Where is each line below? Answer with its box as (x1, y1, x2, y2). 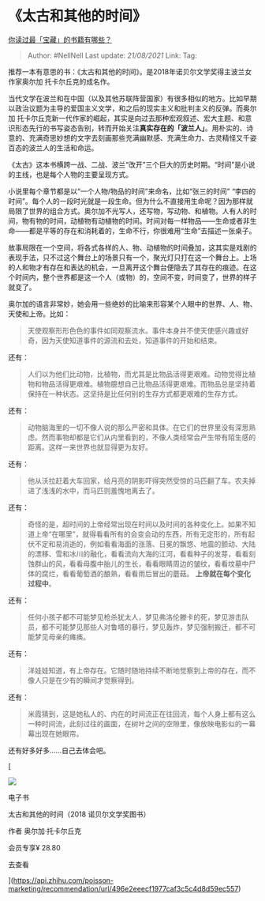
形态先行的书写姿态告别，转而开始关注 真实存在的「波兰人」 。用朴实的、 (14, 123, 247, 133)
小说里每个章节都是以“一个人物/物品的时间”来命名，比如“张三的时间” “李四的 (8, 187, 256, 196)
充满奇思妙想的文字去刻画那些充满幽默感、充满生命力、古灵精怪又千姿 (28, 133, 257, 142)
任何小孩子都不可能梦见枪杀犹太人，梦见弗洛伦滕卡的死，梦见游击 (27, 612, 242, 621)
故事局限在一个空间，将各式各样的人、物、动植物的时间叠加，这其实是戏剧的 (8, 243, 257, 252)
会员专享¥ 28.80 (8, 843, 61, 852)
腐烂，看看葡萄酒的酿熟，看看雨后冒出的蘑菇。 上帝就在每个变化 (41, 568, 251, 578)
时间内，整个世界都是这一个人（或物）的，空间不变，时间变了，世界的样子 (14, 272, 257, 281)
